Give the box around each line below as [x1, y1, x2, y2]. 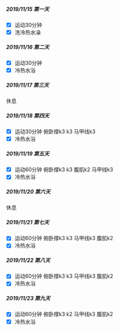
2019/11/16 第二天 [6, 43, 49, 50]
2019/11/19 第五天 [6, 150, 49, 157]
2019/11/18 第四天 [6, 112, 49, 119]
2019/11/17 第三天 [6, 81, 49, 89]
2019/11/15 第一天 [6, 5, 49, 12]
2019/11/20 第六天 [6, 188, 51, 195]
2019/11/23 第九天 [6, 295, 51, 302]
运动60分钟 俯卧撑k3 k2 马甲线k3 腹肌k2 [14, 310, 114, 318]
